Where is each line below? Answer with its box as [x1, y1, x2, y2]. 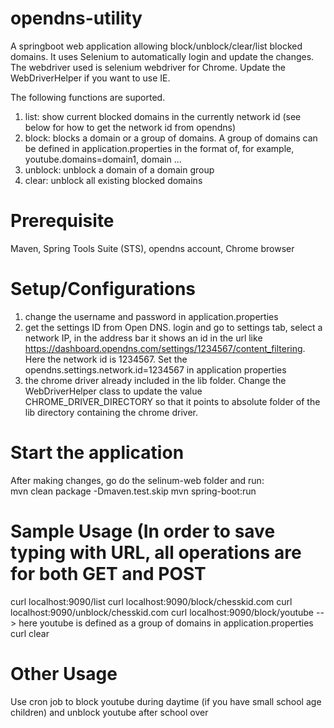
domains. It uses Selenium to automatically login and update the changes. [10, 50, 315, 62]
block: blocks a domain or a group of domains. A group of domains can [24, 132, 318, 144]
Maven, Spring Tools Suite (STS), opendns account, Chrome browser [10, 242, 295, 254]
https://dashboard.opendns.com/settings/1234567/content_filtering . [24, 342, 306, 354]
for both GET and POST [10, 562, 207, 585]
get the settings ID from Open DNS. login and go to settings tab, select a [24, 321, 323, 333]
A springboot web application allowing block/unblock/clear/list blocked [10, 40, 303, 52]
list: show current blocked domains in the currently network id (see [24, 110, 302, 122]
